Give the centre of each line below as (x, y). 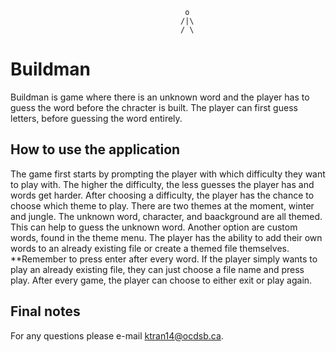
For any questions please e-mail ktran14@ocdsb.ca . (117, 335)
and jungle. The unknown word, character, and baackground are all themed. (166, 216)
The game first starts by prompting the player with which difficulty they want (168, 174)
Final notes (45, 311)
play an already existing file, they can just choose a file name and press (157, 269)
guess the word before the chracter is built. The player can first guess (154, 107)
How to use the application (95, 149)
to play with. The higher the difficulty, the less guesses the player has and (162, 184)
